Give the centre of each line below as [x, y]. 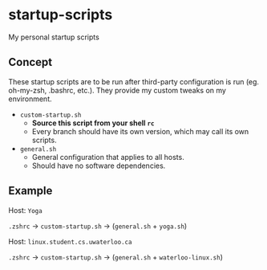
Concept [30, 62]
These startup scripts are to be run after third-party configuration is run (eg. [133, 81]
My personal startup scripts [54, 37]
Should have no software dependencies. [99, 166]
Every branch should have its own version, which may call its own [140, 131]
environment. [30, 99]
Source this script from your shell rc [93, 123]
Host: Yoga [25, 210]
